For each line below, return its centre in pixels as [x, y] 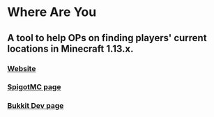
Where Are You [52, 12]
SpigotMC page [34, 87]
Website [22, 68]
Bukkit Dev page [36, 106]
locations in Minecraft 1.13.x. [70, 48]
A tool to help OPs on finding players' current [107, 38]
